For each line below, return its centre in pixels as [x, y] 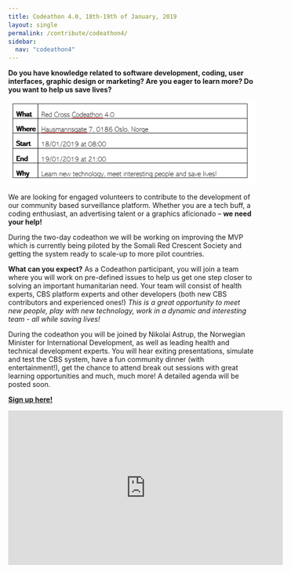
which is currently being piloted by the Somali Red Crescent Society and [125, 246]
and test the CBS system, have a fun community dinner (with [106, 359]
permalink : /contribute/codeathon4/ [68, 33]
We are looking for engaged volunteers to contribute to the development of [129, 197]
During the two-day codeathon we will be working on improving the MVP [126, 237]
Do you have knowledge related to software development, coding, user [126, 73]
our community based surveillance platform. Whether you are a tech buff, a [129, 206]
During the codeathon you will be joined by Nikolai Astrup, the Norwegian [127, 334]
